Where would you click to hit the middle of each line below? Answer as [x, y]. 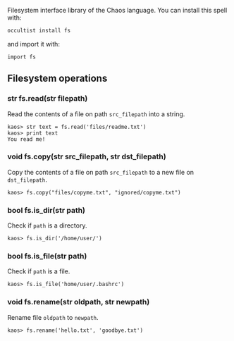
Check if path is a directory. [47, 225]
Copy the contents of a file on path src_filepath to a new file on [101, 172]
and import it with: [33, 44]
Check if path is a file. [39, 271]
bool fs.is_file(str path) [47, 256]
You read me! [26, 139]
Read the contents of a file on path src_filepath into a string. [96, 114]
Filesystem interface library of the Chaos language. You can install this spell [117, 10]
